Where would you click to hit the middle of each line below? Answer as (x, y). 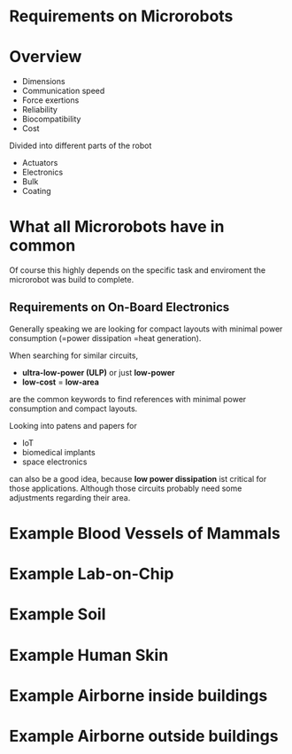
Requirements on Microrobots (121, 16)
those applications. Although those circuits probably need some (126, 488)
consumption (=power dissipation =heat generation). (105, 338)
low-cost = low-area (61, 382)
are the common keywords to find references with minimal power (128, 399)
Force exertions (50, 100)
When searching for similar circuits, (74, 355)
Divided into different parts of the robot (81, 146)
